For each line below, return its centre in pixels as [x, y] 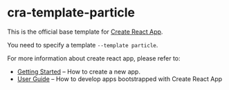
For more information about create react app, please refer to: [94, 58]
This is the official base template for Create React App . [85, 32]
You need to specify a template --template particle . [83, 45]
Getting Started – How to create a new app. [79, 71]
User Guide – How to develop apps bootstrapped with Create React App [120, 79]
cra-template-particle [71, 13]
